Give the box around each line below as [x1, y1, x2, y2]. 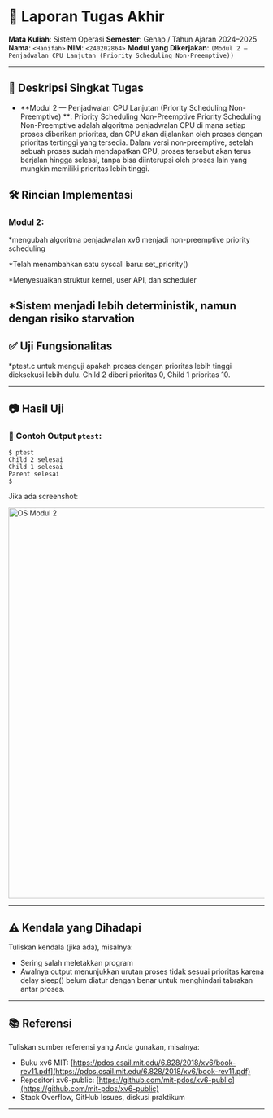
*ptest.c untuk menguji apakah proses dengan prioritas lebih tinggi [8, 361, 232, 370]
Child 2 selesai [8, 456, 63, 464]
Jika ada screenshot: [8, 492, 79, 502]
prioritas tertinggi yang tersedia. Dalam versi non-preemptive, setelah [19, 138, 253, 147]
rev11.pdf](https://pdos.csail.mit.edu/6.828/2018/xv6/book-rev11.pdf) [19, 1066, 251, 1076]
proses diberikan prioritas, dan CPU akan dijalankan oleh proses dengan [19, 129, 262, 138]
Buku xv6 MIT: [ [19, 1058, 74, 1068]
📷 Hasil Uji [8, 402, 65, 416]
